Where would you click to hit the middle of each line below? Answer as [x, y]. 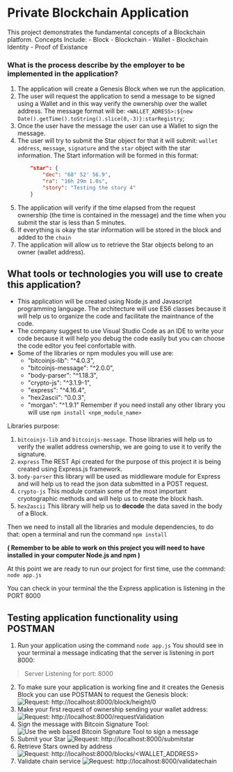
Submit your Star [41, 739]
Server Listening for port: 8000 [69, 674]
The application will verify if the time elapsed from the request [106, 208]
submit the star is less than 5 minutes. [72, 222]
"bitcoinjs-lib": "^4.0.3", [61, 361]
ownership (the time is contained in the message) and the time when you [121, 215]
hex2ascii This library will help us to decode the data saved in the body [120, 506]
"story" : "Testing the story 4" [89, 187]
